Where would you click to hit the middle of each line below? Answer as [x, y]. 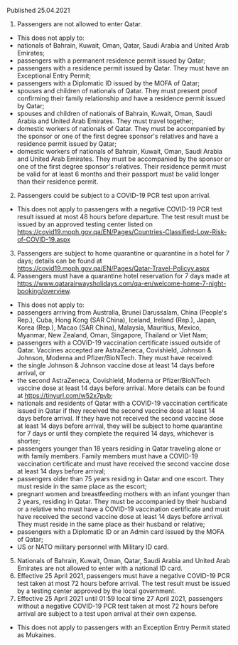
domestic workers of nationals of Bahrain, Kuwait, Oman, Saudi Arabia [120, 151]
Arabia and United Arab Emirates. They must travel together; [105, 121]
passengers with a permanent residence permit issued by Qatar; [111, 61]
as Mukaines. [36, 635]
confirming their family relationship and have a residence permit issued [121, 98]
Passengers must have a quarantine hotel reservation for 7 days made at [123, 276]
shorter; [28, 441]
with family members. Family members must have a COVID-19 [107, 456]
